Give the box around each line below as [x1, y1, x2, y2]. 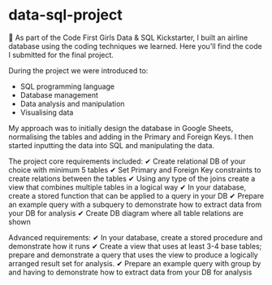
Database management [19, 90, 99, 99]
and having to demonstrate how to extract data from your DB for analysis [8, 267, 253, 277]
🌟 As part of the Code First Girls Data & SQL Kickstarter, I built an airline [8, 33, 248, 42]
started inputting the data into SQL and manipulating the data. [8, 140, 215, 150]
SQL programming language [19, 81, 115, 91]
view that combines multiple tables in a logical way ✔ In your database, [8, 182, 246, 192]
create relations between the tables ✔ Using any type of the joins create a [8, 173, 256, 183]
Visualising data [19, 107, 74, 117]
